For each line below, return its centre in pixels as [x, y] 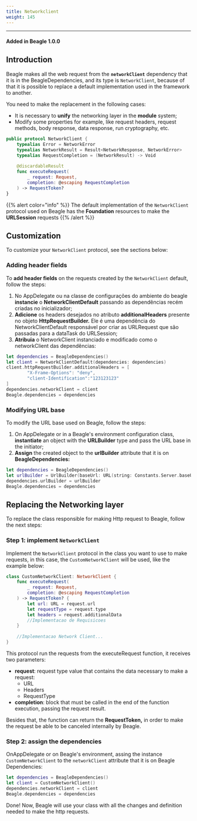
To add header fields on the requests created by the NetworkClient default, [97, 278]
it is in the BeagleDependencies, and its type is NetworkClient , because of [95, 80]
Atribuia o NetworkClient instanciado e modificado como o [86, 340]
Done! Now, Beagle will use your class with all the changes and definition [94, 805]
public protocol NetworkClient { [47, 139]
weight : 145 [21, 17]
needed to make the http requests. [48, 811]
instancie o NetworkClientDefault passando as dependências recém [98, 302]
